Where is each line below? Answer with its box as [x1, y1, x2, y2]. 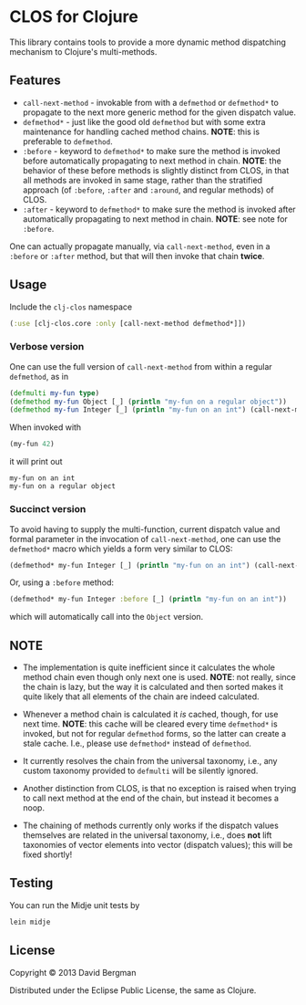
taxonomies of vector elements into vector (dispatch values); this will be [22, 840, 293, 851]
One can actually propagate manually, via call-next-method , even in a [9, 240, 270, 252]
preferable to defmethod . [22, 135, 113, 147]
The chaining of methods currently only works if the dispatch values [22, 820, 280, 832]
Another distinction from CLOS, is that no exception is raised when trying [22, 783, 297, 794]
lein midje [9, 917, 51, 926]
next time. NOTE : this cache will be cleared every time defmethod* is [22, 718, 278, 729]
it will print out [9, 456, 63, 467]
